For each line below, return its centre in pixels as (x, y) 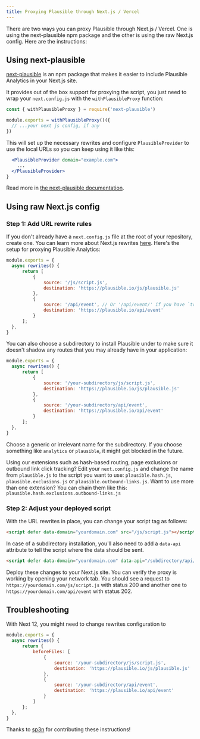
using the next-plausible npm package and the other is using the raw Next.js (100, 35)
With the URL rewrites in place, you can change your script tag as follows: (97, 521)
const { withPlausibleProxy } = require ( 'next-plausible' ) (81, 110)
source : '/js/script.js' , (76, 282)
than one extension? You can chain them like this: (67, 488)
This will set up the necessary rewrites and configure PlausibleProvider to (98, 142)
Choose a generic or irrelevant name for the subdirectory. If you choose (94, 444)
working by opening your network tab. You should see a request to (88, 578)
